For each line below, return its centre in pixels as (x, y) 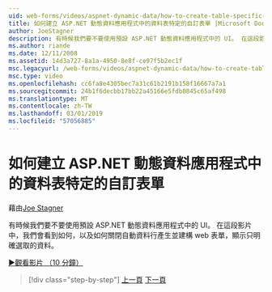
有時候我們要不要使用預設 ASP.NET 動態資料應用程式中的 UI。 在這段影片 (130, 225)
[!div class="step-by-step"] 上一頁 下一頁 (97, 279)
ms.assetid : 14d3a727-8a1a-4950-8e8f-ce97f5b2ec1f (96, 61)
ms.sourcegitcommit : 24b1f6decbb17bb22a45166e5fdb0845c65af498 (117, 91)
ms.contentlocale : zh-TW (50, 106)
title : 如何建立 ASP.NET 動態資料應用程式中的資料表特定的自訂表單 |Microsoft (130, 23)
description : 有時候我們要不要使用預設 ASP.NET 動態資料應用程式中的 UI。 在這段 (134, 38)
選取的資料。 (36, 245)
